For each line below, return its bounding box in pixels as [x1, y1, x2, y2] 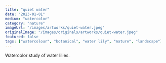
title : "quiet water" [5, 7, 50, 12]
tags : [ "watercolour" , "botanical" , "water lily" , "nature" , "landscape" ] [5, 39, 163, 44]
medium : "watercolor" [5, 16, 50, 21]
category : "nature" [5, 21, 45, 26]
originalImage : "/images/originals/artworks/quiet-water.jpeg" [5, 30, 138, 35]
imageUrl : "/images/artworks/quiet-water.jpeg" [5, 25, 105, 30]
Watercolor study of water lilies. [5, 52, 70, 58]
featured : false [5, 35, 39, 40]
